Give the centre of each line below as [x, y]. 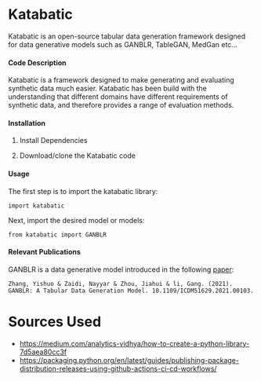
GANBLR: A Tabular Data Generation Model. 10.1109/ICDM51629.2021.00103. [131, 291]
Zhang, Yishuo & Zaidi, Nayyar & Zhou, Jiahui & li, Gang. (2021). [121, 284]
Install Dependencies [53, 141]
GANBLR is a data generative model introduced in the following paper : [121, 269]
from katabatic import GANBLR [58, 234]
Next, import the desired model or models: [76, 220]
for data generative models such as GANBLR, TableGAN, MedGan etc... [123, 44]
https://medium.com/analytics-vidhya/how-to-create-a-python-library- [134, 343]
